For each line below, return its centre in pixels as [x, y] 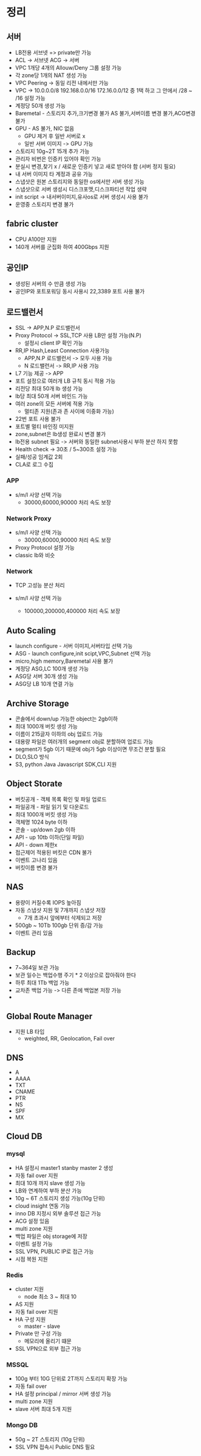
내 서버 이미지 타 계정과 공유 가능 [54, 174]
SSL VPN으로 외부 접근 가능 [48, 1348]
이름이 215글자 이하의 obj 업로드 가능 [59, 734]
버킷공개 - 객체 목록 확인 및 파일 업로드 [61, 799]
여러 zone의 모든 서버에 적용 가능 [54, 404]
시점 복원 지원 [31, 1259]
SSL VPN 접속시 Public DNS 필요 [55, 1447]
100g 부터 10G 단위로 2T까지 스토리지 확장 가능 [71, 1379]
